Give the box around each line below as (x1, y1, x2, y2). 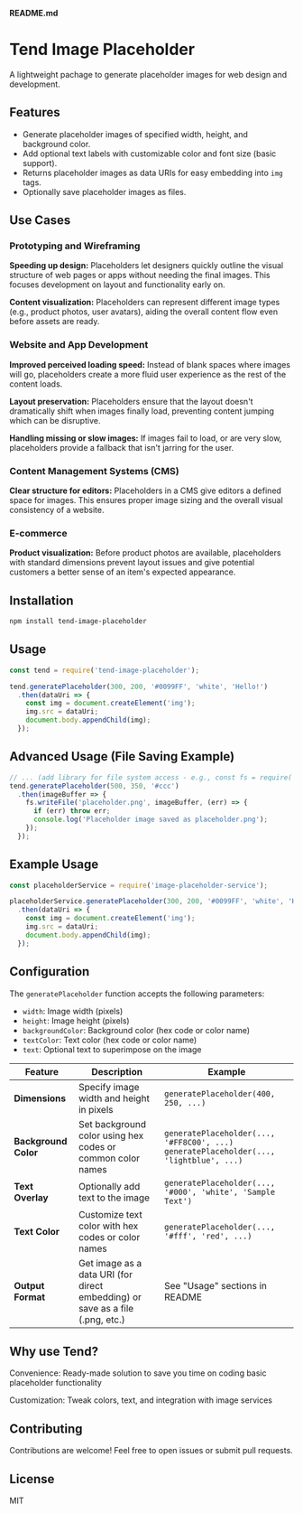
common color (78, 1152, 141, 1164)
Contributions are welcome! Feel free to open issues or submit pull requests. (9, 1445, 293, 1456)
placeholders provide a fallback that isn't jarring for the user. (9, 442, 234, 453)
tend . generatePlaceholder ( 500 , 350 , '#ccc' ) (9, 781, 179, 790)
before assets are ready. (9, 316, 100, 327)
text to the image (78, 1191, 151, 1204)
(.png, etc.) (78, 1313, 125, 1326)
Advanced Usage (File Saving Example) (9, 749, 235, 764)
